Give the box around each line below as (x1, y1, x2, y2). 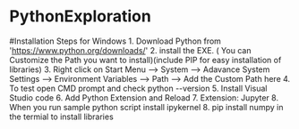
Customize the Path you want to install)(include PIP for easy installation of (9, 54, 282, 65)
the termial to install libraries (9, 111, 114, 122)
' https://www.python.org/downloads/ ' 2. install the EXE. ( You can (9, 44, 252, 55)
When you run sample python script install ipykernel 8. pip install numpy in (9, 101, 284, 112)
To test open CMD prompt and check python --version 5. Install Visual (9, 83, 268, 93)
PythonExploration (9, 6, 152, 27)
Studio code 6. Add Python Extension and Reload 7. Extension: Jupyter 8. (9, 92, 279, 103)
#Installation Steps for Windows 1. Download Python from (9, 36, 222, 46)
